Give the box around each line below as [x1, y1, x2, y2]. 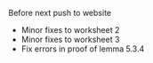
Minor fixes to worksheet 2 [20, 25, 120, 35]
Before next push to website [8, 8, 112, 18]
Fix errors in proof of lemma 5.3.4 [20, 43, 145, 54]
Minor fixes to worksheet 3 [20, 35, 120, 44]
